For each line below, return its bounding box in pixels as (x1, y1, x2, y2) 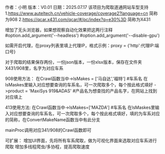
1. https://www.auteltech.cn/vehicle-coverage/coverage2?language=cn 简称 (5, 10, 158, 16)
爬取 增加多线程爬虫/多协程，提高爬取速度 (5, 144, 90, 150)
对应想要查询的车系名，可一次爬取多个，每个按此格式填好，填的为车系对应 (9, 111, 160, 116)
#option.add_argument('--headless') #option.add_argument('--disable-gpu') (5, 32, 160, 38)
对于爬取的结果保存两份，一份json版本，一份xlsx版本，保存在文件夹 (5, 59, 142, 65)
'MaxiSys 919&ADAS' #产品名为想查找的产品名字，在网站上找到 (28, 88, 157, 94)
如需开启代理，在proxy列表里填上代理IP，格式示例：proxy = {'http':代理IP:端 (5, 43, 160, 48)
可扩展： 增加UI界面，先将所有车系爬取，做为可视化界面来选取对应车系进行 (5, 138, 157, 143)
